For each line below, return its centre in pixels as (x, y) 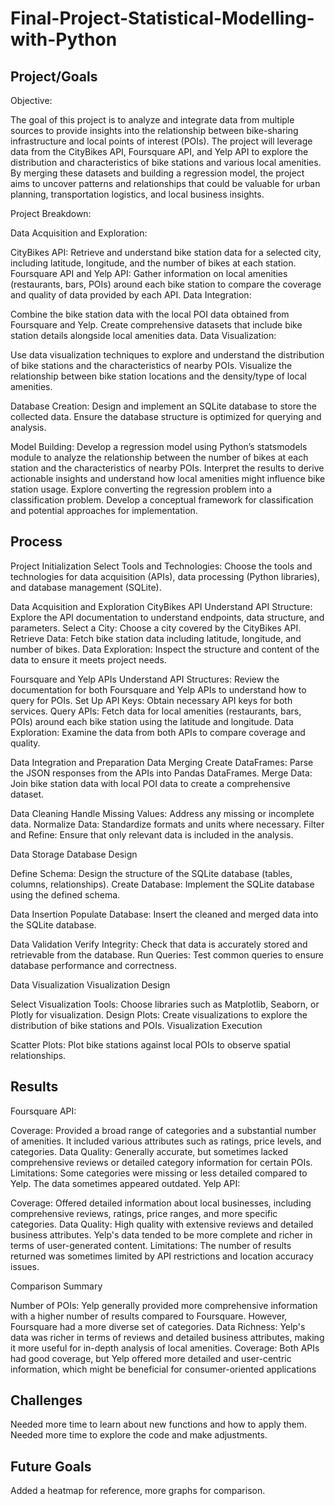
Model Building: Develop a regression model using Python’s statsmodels (159, 446)
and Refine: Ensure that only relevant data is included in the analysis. (152, 834)
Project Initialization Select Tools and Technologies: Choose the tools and (161, 566)
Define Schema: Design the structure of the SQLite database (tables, (151, 873)
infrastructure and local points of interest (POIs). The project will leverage (161, 141)
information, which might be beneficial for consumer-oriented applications (163, 1369)
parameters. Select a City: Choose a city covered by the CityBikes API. (156, 628)
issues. (25, 1266)
